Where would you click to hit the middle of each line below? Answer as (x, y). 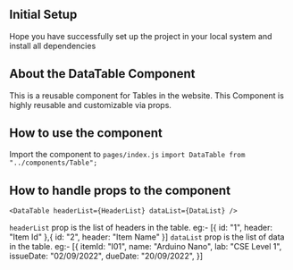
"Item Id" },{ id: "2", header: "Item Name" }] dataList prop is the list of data (147, 237)
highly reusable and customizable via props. (91, 105)
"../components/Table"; (54, 163)
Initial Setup (43, 15)
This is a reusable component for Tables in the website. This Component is (146, 95)
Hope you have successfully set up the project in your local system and (141, 36)
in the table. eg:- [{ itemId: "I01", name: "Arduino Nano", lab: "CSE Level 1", (146, 247)
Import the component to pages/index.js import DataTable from (127, 155)
